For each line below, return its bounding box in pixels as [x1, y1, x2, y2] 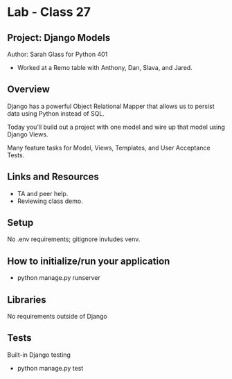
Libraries [7, 294, 46, 306]
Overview [7, 84, 51, 96]
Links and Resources [7, 171, 99, 183]
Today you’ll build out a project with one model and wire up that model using [7, 123, 225, 131]
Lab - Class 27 [7, 4, 91, 20]
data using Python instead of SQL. [7, 109, 105, 118]
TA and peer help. [17, 189, 69, 197]
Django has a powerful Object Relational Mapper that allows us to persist [7, 102, 215, 110]
